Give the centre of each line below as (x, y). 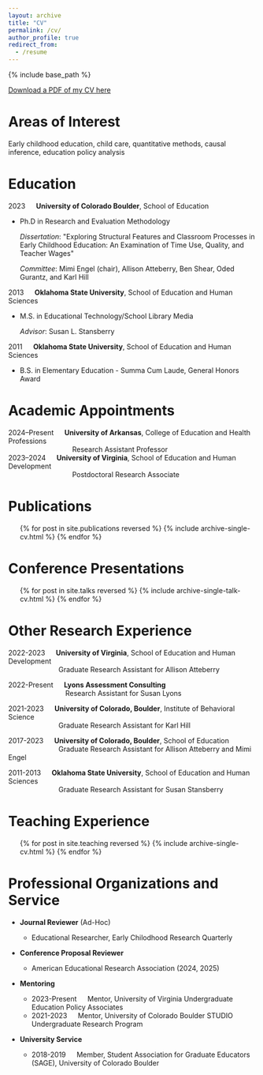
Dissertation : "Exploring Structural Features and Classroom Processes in (137, 236)
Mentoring (37, 983)
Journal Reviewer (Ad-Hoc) (65, 922)
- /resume (31, 52)
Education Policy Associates (77, 1007)
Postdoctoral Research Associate (126, 474)
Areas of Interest (64, 122)
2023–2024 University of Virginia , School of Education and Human (122, 457)
